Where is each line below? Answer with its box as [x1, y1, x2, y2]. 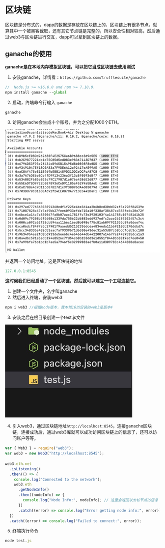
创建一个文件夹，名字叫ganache [12, 288, 78, 294]
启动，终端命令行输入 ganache [12, 99, 72, 105]
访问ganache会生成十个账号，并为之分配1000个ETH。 [12, 119, 122, 125]
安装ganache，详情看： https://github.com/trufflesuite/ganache [12, 74, 146, 80]
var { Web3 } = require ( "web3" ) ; [5, 446, 74, 451]
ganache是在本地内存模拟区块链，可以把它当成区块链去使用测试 [5, 63, 136, 69]
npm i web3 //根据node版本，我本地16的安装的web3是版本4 [5, 305, 113, 310]
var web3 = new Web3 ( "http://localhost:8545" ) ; [5, 451, 105, 456]
